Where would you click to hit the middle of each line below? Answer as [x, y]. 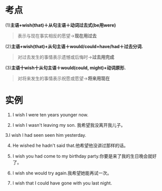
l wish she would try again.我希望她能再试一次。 [62, 173]
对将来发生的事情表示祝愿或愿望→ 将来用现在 [64, 78]
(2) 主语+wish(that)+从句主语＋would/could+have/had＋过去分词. [74, 46]
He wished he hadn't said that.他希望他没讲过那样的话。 [70, 145]
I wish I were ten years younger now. [50, 115]
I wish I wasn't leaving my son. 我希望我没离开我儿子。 [69, 125]
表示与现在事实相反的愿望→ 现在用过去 [57, 36]
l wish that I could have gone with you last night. [62, 183]
